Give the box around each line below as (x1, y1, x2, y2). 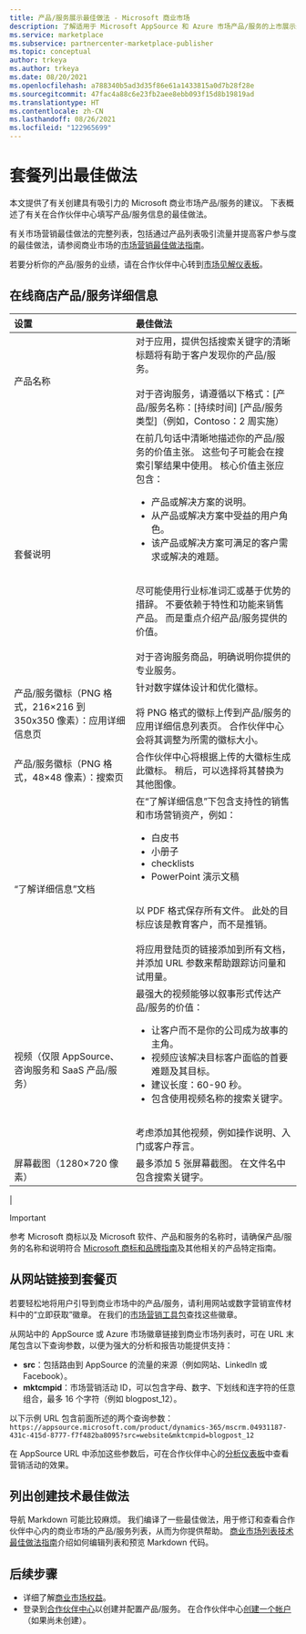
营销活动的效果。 (9, 1459, 74, 1470)
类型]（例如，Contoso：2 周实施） (135, 414, 285, 427)
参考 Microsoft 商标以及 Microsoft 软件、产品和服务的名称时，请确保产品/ (9, 1231, 284, 1241)
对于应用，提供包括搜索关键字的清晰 (135, 334, 291, 347)
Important (9, 1212, 46, 1223)
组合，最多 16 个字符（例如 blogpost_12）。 (22, 1393, 182, 1404)
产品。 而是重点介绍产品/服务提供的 (135, 611, 288, 624)
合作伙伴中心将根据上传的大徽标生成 (135, 751, 291, 763)
